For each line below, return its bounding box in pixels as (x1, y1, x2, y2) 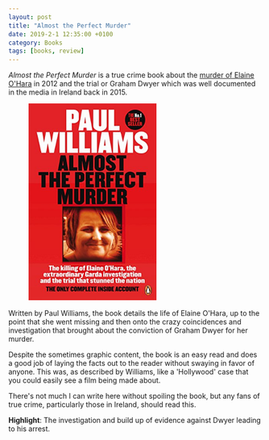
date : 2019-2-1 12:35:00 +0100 (8, 30, 114, 38)
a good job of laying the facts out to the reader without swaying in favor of (8, 358, 255, 367)
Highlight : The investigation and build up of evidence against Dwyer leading (8, 415, 262, 425)
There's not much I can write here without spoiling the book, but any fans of (8, 391, 260, 400)
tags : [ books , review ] (8, 47, 85, 56)
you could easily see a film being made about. (8, 375, 161, 385)
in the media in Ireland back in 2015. (8, 87, 128, 97)
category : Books (8, 39, 63, 47)
